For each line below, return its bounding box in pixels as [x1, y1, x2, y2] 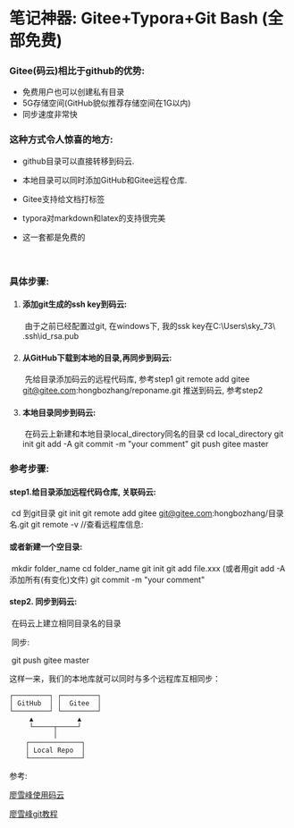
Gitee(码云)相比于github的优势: [9, 64, 146, 77]
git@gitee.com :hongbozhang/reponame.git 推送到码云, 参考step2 [21, 385, 264, 396]
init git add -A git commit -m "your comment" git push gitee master [21, 439, 269, 450]
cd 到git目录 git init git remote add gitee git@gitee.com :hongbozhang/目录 [11, 508, 284, 519]
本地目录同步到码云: [21, 407, 97, 418]
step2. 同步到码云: [9, 596, 78, 607]
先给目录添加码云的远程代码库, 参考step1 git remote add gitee [24, 374, 250, 384]
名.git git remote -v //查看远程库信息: [9, 520, 144, 530]
